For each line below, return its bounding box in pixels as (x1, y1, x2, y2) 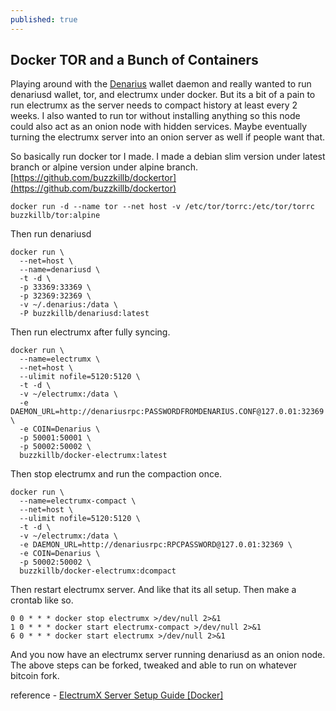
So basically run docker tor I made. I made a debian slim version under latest (10, 151, 326, 163)
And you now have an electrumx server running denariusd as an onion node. (10, 649, 326, 661)
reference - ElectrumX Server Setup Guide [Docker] (10, 689, 224, 701)
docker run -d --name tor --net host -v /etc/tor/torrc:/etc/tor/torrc (10, 202, 315, 212)
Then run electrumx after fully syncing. (10, 326, 171, 338)
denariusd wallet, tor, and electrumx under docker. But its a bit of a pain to (10, 89, 316, 101)
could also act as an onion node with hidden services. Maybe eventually (10, 121, 308, 133)
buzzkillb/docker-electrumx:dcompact (19, 566, 177, 576)
